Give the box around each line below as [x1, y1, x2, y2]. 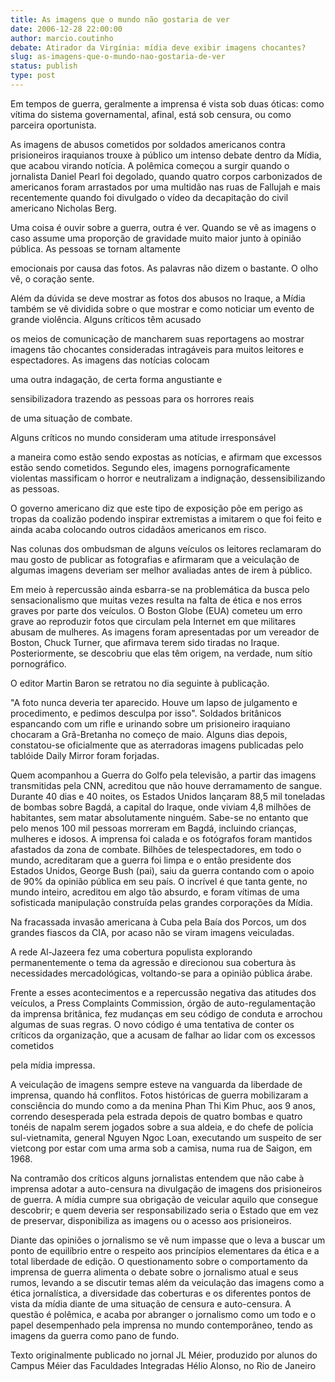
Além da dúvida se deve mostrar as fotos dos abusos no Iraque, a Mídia [10, 292, 306, 304]
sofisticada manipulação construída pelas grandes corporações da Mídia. [10, 896, 313, 908]
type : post [10, 71, 56, 81]
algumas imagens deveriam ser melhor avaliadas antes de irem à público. [10, 564, 313, 576]
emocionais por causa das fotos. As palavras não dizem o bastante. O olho [10, 262, 319, 274]
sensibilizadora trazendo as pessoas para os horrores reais [10, 392, 255, 405]
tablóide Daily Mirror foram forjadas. [10, 749, 160, 761]
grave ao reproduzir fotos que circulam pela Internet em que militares [10, 615, 297, 627]
